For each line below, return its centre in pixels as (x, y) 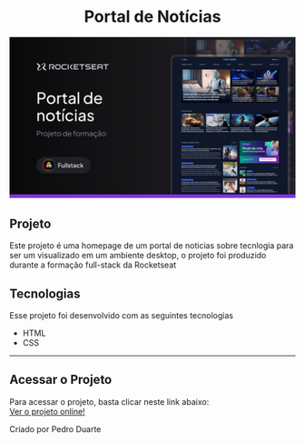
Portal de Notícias (152, 17)
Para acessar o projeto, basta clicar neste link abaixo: (109, 401)
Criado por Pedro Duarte (55, 428)
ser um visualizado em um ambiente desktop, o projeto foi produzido (138, 256)
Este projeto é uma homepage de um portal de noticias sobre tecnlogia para (152, 246)
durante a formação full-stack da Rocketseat (93, 265)
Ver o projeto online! (47, 411)
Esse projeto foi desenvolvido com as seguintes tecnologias (122, 316)
